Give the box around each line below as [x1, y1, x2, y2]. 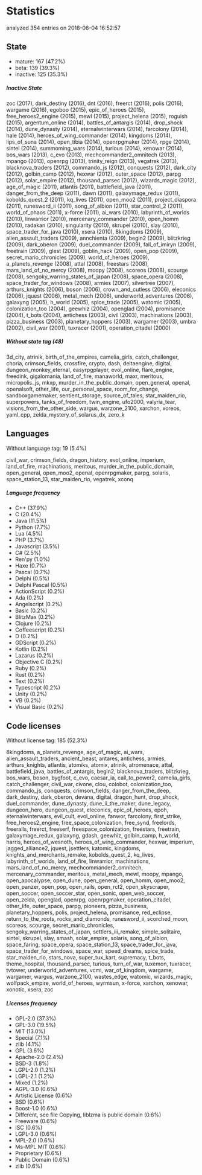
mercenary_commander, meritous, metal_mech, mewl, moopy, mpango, [6, 871, 184, 878]
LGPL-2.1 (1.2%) [14, 1073, 54, 1080]
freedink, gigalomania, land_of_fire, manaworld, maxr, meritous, [6, 373, 164, 380]
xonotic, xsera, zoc [6, 986, 54, 993]
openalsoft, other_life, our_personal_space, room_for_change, [6, 385, 160, 392]
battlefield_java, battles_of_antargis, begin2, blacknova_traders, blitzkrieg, [6, 768, 191, 775]
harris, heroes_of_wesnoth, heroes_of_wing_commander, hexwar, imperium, [6, 838, 195, 846]
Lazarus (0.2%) [14, 652, 54, 659]
